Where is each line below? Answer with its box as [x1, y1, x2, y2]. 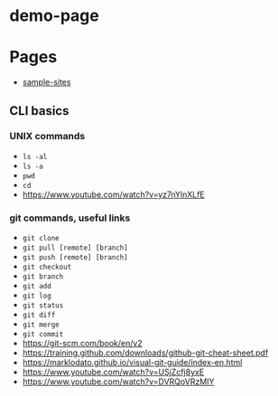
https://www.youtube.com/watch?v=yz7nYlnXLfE [22, 189, 205, 200]
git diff [22, 311, 56, 320]
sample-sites [22, 77, 71, 88]
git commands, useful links [9, 212, 131, 224]
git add [22, 282, 51, 291]
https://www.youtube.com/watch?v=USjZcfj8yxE [22, 367, 205, 378]
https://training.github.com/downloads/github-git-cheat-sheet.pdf [22, 347, 269, 358]
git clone [22, 234, 60, 243]
